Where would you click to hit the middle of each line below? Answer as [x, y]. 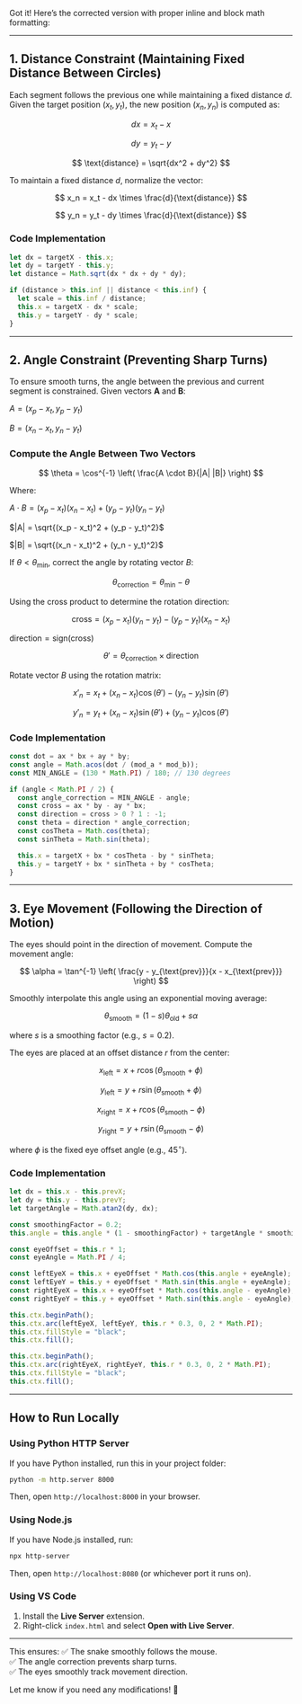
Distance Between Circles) [85, 73]
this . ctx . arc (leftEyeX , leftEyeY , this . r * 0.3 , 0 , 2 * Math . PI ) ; [136, 1323]
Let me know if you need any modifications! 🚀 [94, 1690]
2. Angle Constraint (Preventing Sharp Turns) [138, 360]
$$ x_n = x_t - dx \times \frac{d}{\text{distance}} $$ [151, 198]
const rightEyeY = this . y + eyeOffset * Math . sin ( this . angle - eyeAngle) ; [152, 1299]
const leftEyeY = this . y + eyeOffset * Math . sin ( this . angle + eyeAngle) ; [151, 1282]
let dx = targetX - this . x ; [62, 257]
